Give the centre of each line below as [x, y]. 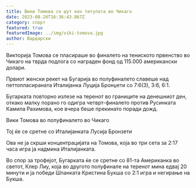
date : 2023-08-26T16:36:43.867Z [45, 17]
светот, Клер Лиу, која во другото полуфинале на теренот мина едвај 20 [97, 166]
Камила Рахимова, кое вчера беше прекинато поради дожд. [82, 109]
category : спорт [26, 22]
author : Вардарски [28, 39]
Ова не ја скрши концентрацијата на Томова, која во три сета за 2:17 [92, 143]
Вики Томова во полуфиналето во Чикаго [58, 120]
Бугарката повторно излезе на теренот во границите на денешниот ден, [97, 96]
